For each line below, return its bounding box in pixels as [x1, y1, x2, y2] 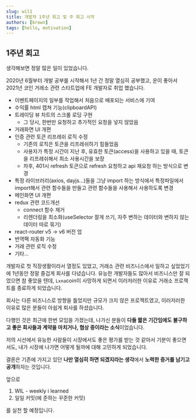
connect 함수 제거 [23, 206, 65, 213]
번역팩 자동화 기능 [14, 236, 55, 243]
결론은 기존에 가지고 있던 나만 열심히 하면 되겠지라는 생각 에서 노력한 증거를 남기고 [6, 356, 190, 363]
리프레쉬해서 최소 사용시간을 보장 [29, 155, 105, 162]
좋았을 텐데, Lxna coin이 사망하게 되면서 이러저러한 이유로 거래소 [27, 277, 173, 284]
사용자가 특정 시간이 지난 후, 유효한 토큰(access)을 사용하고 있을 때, [23, 148, 178, 155]
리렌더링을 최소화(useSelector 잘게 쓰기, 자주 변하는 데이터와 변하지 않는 [23, 214, 190, 221]
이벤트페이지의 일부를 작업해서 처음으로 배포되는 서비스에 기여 [14, 97, 156, 104]
